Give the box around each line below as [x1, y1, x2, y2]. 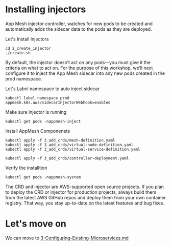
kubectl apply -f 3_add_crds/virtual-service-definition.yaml [5, 147, 140, 152]
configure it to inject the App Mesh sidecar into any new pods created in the [5, 70, 165, 76]
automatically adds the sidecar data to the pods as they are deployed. [5, 26, 152, 32]
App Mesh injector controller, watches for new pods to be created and [5, 20, 153, 27]
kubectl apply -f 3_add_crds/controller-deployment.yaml [5, 155, 129, 161]
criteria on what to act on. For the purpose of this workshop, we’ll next [5, 65, 153, 71]
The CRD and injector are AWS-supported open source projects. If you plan [5, 183, 164, 190]
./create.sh [5, 50, 31, 55]
